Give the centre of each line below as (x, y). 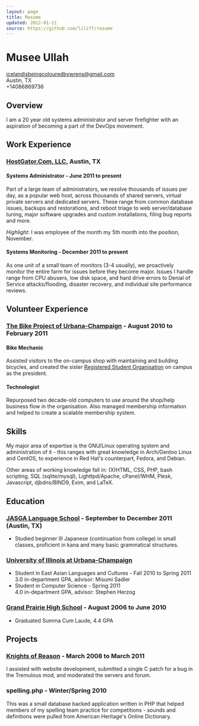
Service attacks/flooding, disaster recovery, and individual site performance (99, 284)
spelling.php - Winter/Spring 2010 (56, 691)
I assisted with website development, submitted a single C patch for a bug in (99, 669)
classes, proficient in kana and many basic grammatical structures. (97, 545)
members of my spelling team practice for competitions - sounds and (91, 710)
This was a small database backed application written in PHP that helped (95, 703)
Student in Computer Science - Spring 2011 (67, 586)
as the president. (27, 373)
